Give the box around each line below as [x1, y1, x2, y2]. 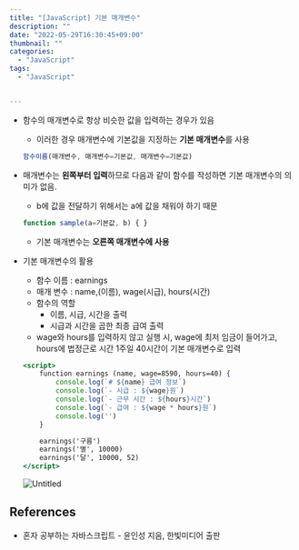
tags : [9, 65, 30, 74]
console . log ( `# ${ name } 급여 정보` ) [55, 378, 187, 387]
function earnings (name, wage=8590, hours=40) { [39, 369, 231, 378]
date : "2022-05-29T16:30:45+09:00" [9, 30, 145, 39]
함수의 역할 [35, 297, 75, 308]
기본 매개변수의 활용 [22, 255, 94, 266]
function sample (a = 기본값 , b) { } [22, 218, 148, 227]
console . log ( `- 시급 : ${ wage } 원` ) [55, 386, 184, 395]
